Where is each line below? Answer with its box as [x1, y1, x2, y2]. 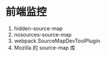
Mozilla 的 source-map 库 [13, 44, 76, 51]
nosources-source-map [13, 31, 71, 38]
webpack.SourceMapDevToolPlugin [13, 37, 101, 44]
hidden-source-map [13, 24, 63, 32]
